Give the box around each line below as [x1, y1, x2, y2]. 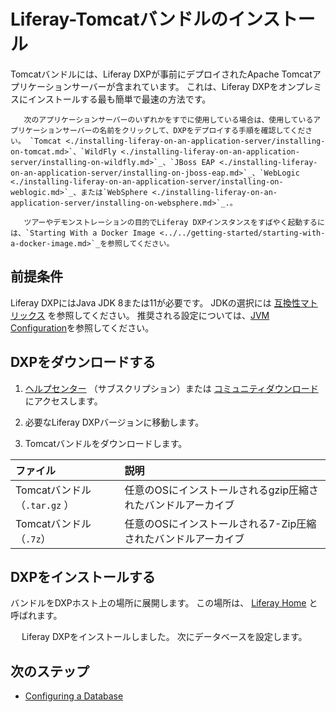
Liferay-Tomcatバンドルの [10, 8, 229, 31]
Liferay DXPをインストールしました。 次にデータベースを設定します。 [21, 631, 308, 643]
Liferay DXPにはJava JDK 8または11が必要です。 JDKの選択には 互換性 [10, 296, 301, 309]
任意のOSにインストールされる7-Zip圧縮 [124, 516, 317, 530]
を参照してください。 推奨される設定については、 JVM [47, 309, 270, 321]
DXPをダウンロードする [10, 354, 157, 371]
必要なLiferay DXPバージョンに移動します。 [24, 416, 205, 428]
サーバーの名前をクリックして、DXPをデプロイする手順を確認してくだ [61, 125, 306, 135]
